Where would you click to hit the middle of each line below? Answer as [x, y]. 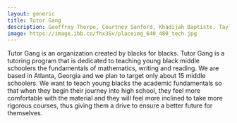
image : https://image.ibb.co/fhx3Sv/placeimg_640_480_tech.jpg [102, 33]
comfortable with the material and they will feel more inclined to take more [115, 98]
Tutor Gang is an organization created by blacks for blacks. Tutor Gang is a [116, 53]
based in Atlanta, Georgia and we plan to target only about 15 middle [107, 76]
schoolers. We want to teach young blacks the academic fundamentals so [115, 83]
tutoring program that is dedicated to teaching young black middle [103, 61]
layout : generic [31, 14]
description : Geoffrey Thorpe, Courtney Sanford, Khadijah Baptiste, [112, 27]
